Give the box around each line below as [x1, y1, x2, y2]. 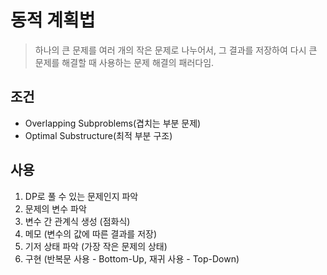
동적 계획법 [10, 9, 96, 32]
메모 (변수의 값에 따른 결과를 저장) [24, 227, 158, 240]
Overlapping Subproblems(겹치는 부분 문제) [24, 117, 202, 129]
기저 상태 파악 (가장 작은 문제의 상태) [24, 240, 168, 252]
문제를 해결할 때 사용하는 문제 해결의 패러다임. [34, 56, 215, 68]
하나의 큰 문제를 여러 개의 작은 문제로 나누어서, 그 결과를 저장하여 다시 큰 [34, 44, 318, 56]
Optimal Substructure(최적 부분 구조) [24, 129, 173, 141]
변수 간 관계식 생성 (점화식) [24, 215, 131, 227]
